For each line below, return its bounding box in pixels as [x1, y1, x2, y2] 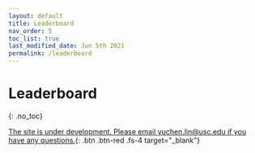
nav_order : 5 [8, 27, 53, 35]
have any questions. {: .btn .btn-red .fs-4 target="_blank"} [8, 135, 201, 145]
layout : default [8, 11, 63, 20]
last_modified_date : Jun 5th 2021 [8, 42, 125, 50]
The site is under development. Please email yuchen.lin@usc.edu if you [8, 126, 247, 136]
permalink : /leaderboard [8, 49, 92, 57]
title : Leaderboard [8, 19, 74, 28]
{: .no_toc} [8, 111, 43, 121]
